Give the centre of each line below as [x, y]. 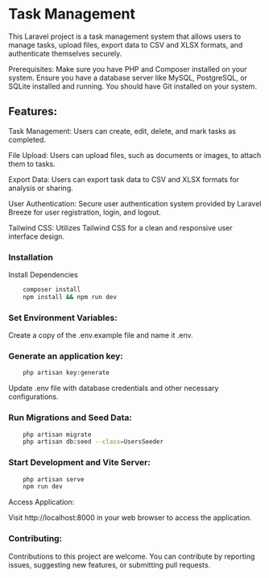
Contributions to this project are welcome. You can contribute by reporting [132, 556]
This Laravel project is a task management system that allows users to [125, 36]
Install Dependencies [43, 275]
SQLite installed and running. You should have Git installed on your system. [133, 86]
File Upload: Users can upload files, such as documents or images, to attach [135, 155]
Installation [31, 257]
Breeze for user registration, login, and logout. [85, 212]
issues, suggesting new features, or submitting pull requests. [110, 564]
